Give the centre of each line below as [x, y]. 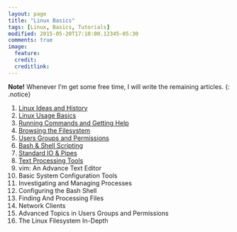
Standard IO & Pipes [48, 153]
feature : [27, 54]
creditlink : [32, 66]
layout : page [27, 14]
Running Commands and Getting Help [74, 123]
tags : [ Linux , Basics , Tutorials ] [59, 27]
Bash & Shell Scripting [51, 145]
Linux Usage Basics [47, 115]
